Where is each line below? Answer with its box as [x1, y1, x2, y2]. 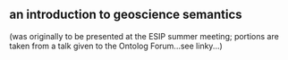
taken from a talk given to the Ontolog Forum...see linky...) [9, 40, 224, 51]
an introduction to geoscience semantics [9, 7, 243, 22]
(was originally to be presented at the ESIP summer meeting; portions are [9, 30, 279, 41]
